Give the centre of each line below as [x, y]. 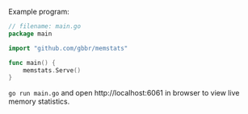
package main [30, 34]
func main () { [32, 63]
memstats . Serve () [52, 70]
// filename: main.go [45, 26]
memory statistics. [39, 102]
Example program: [39, 12]
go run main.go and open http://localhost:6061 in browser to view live [124, 93]
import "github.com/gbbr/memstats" [68, 48]
